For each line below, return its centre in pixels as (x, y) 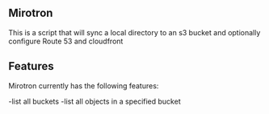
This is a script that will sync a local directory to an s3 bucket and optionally (134, 32)
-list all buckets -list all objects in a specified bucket (95, 101)
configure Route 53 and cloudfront (66, 41)
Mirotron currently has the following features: (84, 85)
